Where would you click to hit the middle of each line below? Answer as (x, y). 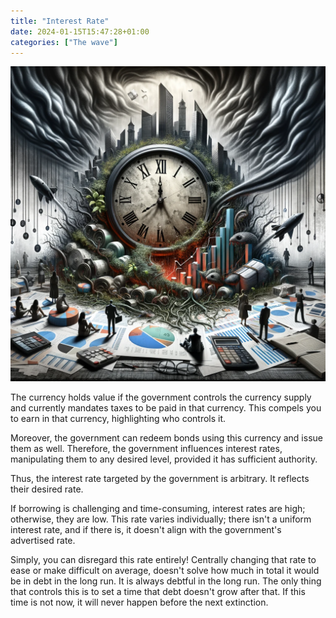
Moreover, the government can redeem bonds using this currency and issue (166, 438)
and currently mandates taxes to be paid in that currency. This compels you (166, 408)
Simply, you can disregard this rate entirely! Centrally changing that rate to (163, 560)
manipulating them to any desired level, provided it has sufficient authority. (164, 459)
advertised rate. (43, 541)
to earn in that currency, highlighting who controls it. (118, 419)
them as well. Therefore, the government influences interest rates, (146, 449)
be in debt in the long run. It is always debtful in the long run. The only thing (166, 581)
